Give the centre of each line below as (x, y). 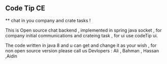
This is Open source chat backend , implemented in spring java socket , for (83, 30)
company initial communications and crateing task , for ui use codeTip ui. (82, 35)
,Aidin (11, 56)
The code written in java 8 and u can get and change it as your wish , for (81, 45)
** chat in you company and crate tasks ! (48, 20)
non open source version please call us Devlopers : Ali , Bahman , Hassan (82, 50)
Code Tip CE (25, 8)
